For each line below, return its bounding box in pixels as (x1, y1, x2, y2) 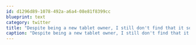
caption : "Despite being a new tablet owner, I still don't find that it (6, 30, 190, 36)
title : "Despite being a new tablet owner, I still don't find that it (6, 25, 184, 31)
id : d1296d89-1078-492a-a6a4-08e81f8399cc (6, 8, 111, 15)
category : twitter (6, 19, 51, 25)
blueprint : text (6, 14, 45, 20)
